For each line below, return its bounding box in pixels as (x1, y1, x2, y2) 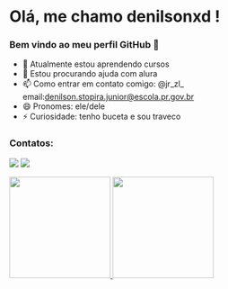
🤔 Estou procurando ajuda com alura (22, 68, 158, 79)
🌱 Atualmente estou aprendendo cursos (22, 59, 170, 69)
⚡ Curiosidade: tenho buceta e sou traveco (22, 111, 181, 122)
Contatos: (9, 137, 54, 149)
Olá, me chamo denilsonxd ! (9, 6, 221, 27)
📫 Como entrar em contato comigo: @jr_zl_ (22, 78, 184, 89)
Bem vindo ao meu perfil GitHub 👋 (9, 39, 160, 51)
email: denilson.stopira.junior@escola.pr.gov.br (22, 92, 195, 103)
